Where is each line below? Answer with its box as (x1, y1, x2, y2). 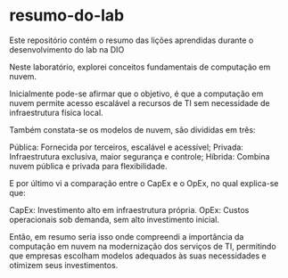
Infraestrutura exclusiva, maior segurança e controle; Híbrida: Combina (9, 151, 270, 161)
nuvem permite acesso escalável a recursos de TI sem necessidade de (9, 97, 270, 108)
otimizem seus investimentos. (9, 259, 119, 270)
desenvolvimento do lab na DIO (9, 44, 125, 54)
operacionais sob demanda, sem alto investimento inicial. (9, 214, 220, 225)
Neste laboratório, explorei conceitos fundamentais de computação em (9, 61, 271, 72)
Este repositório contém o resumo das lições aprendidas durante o (9, 35, 254, 45)
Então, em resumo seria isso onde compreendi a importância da (9, 231, 244, 241)
